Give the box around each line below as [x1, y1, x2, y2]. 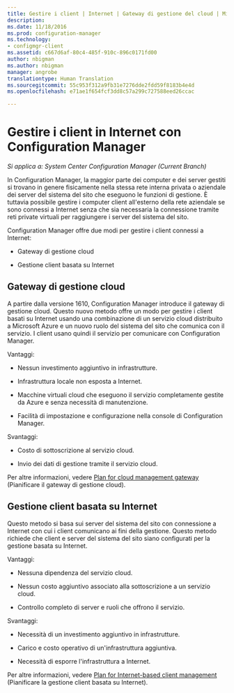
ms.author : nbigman [7, 62, 64, 69]
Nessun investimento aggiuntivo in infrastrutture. [17, 364, 158, 372]
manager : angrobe [7, 68, 58, 75]
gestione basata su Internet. [7, 542, 88, 550]
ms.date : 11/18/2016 [7, 23, 68, 30]
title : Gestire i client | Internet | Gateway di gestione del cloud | [7, 10, 219, 17]
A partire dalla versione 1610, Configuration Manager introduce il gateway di [7, 299, 225, 308]
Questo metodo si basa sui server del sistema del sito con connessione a [7, 519, 217, 528]
